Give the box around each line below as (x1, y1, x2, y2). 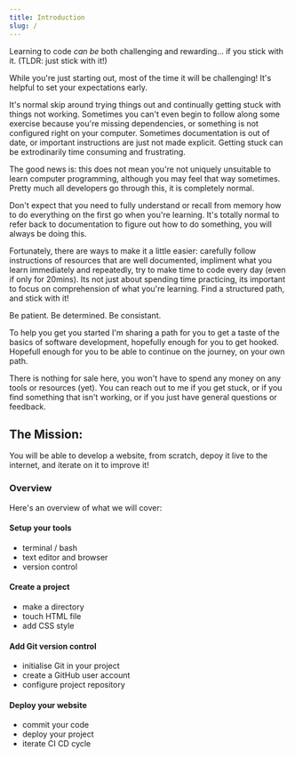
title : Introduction (9, 12, 86, 22)
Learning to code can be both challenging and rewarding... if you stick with (9, 45, 284, 56)
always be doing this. (9, 228, 87, 238)
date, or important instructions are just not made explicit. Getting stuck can (9, 137, 283, 148)
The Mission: (9, 426, 84, 441)
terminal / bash (21, 542, 78, 552)
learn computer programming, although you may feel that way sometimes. (9, 173, 281, 183)
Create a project (9, 582, 70, 593)
